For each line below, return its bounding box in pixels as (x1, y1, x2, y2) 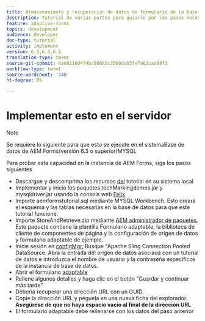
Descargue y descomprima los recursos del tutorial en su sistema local (15, 178, 194, 185)
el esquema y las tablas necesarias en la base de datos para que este (15, 204, 190, 211)
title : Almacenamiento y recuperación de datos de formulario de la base (6, 9, 198, 15)
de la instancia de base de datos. (15, 262, 99, 270)
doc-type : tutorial (6, 37, 56, 43)
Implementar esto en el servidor (6, 109, 172, 123)
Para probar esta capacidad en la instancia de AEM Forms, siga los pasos (6, 160, 191, 167)
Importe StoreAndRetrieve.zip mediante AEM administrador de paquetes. (15, 216, 198, 224)
